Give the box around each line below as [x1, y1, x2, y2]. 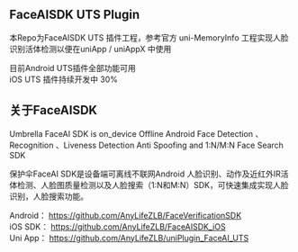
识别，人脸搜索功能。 [9, 191, 88, 202]
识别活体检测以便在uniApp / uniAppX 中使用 [9, 43, 172, 54]
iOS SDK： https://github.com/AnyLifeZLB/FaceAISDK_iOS [9, 220, 227, 232]
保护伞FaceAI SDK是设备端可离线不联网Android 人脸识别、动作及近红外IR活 [9, 168, 289, 179]
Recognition [9, 139, 54, 150]
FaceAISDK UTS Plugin [9, 7, 140, 22]
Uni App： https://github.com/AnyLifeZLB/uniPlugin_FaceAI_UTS [9, 232, 249, 243]
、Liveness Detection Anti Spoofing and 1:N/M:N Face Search [55, 139, 284, 150]
